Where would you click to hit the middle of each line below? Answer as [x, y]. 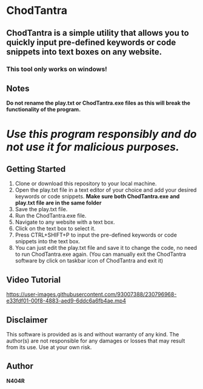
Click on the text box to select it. [55, 229]
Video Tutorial [34, 280]
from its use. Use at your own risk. [49, 347]
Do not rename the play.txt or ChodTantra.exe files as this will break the [98, 103]
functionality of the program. [44, 110]
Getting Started [36, 169]
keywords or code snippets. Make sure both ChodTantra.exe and [97, 197]
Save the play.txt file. [41, 209]
